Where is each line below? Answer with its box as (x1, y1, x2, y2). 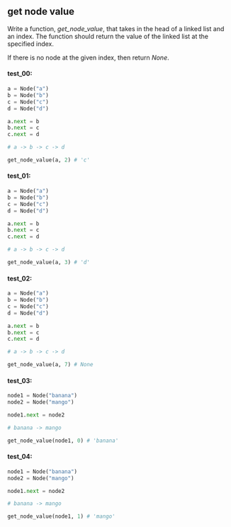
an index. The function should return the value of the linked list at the (7, 32, 209, 40)
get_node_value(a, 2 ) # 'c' (7, 157, 91, 164)
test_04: (7, 453, 33, 461)
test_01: (7, 171, 31, 180)
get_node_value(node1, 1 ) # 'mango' (7, 513, 115, 520)
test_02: (7, 274, 33, 283)
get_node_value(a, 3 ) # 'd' (7, 259, 91, 266)
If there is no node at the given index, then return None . (7, 53, 170, 62)
